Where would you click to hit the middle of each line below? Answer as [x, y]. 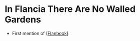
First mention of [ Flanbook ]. [41, 33]
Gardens [23, 20]
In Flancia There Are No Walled [70, 9]
